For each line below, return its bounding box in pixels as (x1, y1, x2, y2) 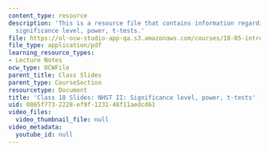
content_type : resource (8, 11, 88, 20)
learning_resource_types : (8, 49, 94, 57)
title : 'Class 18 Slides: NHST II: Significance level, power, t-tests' (8, 93, 256, 101)
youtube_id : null (15, 130, 74, 138)
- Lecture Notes (8, 57, 62, 65)
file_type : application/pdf (8, 42, 102, 50)
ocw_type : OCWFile (8, 64, 70, 72)
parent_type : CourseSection (8, 78, 102, 86)
